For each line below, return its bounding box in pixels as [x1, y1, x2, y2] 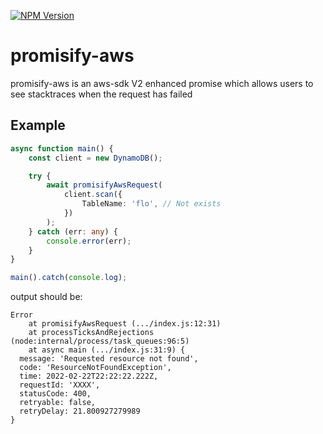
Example [10, 117, 66, 134]
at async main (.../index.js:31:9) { [28, 345, 186, 355]
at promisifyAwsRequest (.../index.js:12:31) [28, 319, 222, 329]
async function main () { [10, 143, 114, 154]
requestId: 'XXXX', [19, 380, 101, 390]
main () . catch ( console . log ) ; [10, 273, 128, 283]
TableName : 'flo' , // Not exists [81, 199, 222, 209]
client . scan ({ [63, 190, 123, 200]
